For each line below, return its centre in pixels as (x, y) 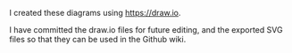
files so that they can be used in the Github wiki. (98, 39)
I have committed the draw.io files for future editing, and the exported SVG (146, 30)
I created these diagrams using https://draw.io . (95, 13)
